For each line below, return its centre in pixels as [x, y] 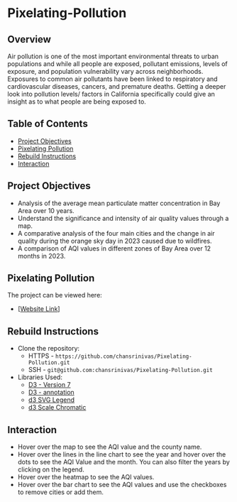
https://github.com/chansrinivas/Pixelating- [124, 356]
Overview [29, 39]
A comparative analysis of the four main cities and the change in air [116, 233]
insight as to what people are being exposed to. [77, 102]
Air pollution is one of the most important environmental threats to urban [113, 56]
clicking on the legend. [51, 469]
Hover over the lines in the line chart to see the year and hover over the [122, 454]
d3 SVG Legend [51, 400]
